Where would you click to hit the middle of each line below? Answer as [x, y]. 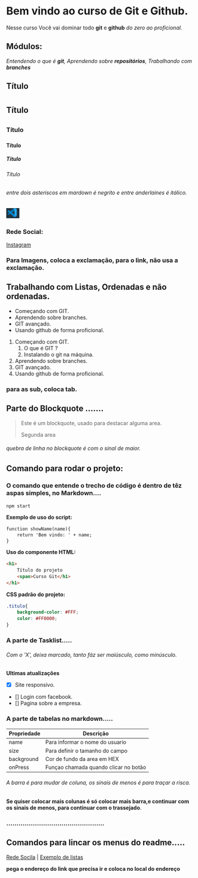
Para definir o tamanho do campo [86, 750]
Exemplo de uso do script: [39, 518]
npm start [19, 506]
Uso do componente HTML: [41, 552]
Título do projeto [40, 570]
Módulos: [25, 46]
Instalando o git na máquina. [59, 354]
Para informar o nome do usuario [86, 742]
